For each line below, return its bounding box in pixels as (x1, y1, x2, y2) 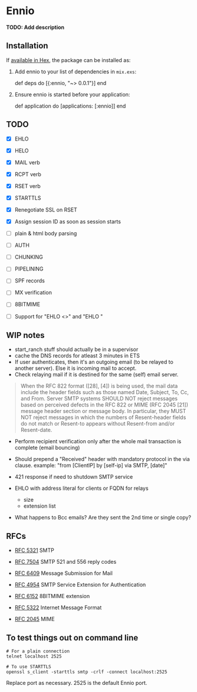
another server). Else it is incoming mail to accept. (14, 365, 137, 372)
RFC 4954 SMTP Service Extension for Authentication (14, 581, 146, 589)
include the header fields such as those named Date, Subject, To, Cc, (20, 389, 189, 396)
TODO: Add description (6, 24, 65, 31)
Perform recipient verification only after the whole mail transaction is (14, 438, 182, 445)
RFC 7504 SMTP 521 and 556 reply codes (14, 558, 117, 566)
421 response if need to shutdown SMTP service (14, 473, 133, 480)
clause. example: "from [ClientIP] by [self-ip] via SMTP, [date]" (14, 462, 168, 469)
